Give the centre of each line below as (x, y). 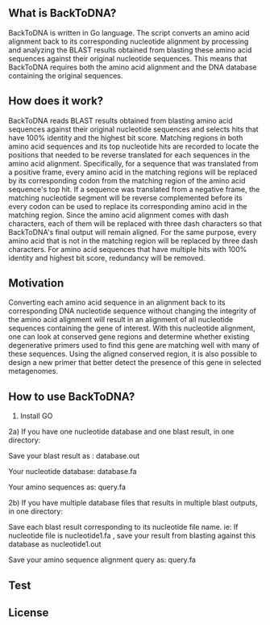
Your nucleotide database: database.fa (73, 472)
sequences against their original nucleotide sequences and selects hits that (134, 129)
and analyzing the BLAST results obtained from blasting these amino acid (130, 50)
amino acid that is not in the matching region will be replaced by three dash (133, 241)
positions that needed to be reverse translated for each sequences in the (129, 155)
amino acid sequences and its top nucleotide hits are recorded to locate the (134, 146)
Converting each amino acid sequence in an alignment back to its (117, 303)
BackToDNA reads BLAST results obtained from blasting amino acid (120, 120)
